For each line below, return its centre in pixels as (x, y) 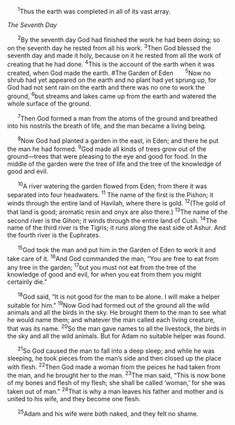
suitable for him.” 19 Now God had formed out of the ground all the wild (108, 305)
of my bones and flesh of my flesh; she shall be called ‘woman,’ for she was (116, 383)
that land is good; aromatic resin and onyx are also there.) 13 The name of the (117, 211)
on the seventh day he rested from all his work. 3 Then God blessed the (109, 47)
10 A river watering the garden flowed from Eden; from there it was (112, 185)
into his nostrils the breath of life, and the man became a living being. (107, 126)
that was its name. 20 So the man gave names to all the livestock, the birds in (117, 328)
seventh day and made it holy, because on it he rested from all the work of (114, 55)
